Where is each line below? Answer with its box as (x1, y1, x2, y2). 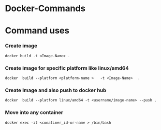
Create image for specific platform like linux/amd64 (5, 65, 129, 71)
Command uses (5, 25, 70, 36)
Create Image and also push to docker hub (5, 87, 106, 94)
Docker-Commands (5, 3, 86, 14)
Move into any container (5, 109, 64, 116)
